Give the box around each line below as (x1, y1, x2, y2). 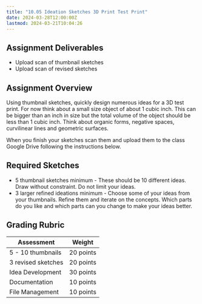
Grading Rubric (6, 220, 65, 231)
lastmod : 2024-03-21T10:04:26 (6, 20, 83, 26)
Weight (72, 238, 94, 246)
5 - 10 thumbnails (9, 248, 62, 257)
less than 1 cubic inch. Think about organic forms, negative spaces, (6, 118, 175, 125)
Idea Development (9, 268, 62, 276)
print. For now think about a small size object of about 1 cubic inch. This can (6, 106, 196, 112)
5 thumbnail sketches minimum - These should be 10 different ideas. (15, 177, 186, 184)
